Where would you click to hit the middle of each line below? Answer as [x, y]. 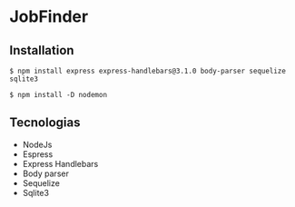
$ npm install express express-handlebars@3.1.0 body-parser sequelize [147, 71]
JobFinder [49, 17]
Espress [38, 154]
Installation [42, 50]
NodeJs [37, 144]
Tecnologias [45, 123]
